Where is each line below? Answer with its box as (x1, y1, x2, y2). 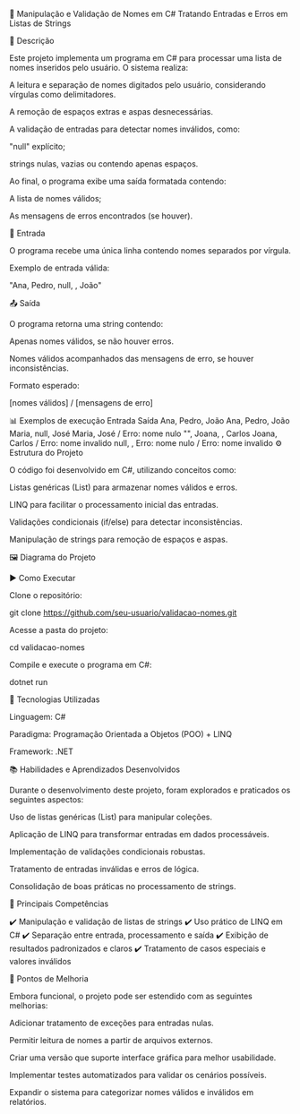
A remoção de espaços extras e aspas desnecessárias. (9, 107, 213, 116)
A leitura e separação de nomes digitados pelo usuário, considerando (9, 80, 266, 90)
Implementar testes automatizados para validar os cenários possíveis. (9, 1070, 267, 1080)
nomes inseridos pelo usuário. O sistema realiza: (9, 63, 189, 73)
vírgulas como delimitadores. (9, 90, 116, 99)
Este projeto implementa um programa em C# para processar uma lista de (9, 53, 282, 63)
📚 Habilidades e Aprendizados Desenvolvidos (9, 764, 181, 775)
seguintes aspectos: (9, 794, 84, 805)
